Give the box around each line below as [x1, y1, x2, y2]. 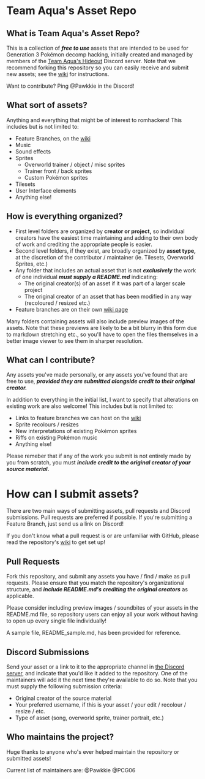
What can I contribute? [6, 355, 95, 366]
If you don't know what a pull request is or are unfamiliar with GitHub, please [6, 532, 199, 540]
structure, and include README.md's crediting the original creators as [6, 586, 188, 593]
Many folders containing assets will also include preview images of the [6, 317, 185, 325]
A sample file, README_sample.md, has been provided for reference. [6, 629, 181, 637]
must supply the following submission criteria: [6, 683, 122, 690]
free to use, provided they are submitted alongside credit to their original [6, 378, 195, 385]
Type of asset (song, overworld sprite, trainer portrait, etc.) [15, 714, 164, 721]
